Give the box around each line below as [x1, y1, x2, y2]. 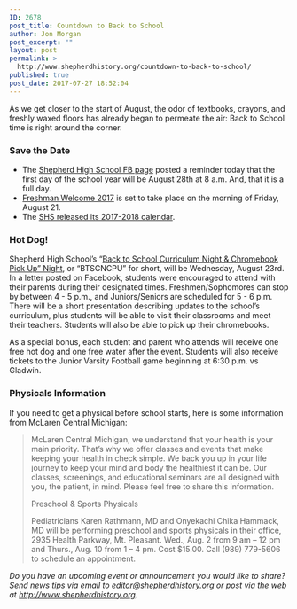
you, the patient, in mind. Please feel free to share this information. [30, 480, 275, 492]
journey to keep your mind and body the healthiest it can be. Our [30, 462, 268, 472]
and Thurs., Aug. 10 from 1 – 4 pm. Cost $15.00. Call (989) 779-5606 [30, 543, 281, 554]
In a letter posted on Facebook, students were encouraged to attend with [9, 272, 277, 284]
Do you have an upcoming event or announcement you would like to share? [9, 570, 286, 581]
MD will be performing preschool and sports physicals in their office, [30, 525, 282, 535]
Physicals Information [9, 387, 106, 400]
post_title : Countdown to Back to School [9, 21, 165, 30]
